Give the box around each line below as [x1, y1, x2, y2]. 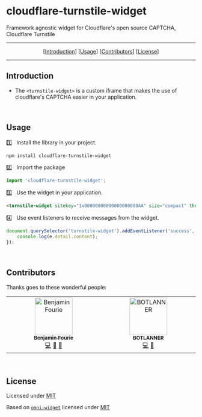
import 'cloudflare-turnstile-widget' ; [6, 178, 106, 184]
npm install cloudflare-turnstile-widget [6, 152, 112, 159]
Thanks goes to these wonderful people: [6, 283, 107, 291]
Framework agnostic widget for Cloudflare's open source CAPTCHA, [6, 24, 176, 31]
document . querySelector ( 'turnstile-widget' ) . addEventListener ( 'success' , [6, 228, 195, 234]
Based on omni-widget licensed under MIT [6, 404, 110, 411]
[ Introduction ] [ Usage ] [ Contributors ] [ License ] [43, 48, 159, 55]
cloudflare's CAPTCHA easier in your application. [14, 93, 137, 100]
